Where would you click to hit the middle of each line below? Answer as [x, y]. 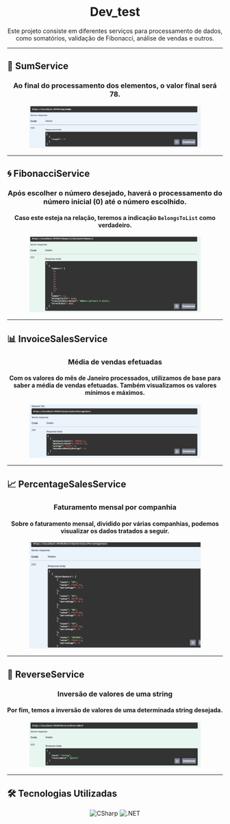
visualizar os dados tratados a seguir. [115, 531]
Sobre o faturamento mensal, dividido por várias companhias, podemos [115, 523]
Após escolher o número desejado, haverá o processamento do [115, 193]
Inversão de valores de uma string [115, 694]
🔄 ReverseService [46, 674]
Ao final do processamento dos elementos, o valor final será [115, 86]
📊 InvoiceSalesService [57, 339]
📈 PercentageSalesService [67, 484]
